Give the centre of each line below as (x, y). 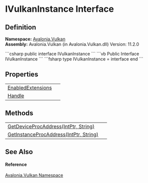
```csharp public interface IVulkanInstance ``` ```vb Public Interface (72, 54)
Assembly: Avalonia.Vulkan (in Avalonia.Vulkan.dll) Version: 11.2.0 (72, 44)
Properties (22, 75)
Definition (20, 27)
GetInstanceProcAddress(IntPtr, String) (53, 134)
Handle (16, 95)
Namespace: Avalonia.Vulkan (35, 39)
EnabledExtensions (30, 88)
